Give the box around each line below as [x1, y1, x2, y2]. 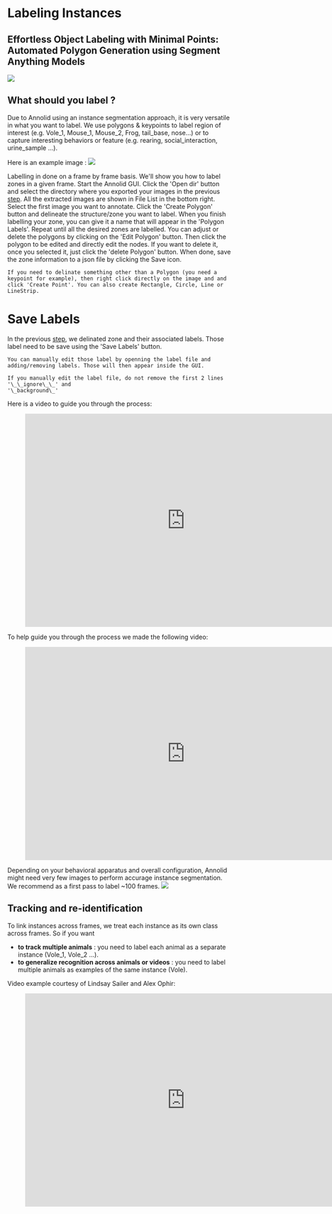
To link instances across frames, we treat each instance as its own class [7, 921, 218, 930]
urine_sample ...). [7, 144, 58, 152]
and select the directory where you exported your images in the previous [7, 187, 221, 195]
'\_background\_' [7, 387, 59, 394]
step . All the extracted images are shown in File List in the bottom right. [7, 194, 215, 203]
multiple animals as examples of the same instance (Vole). [17, 965, 188, 974]
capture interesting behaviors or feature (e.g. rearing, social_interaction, [7, 136, 218, 144]
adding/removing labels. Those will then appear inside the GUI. [7, 362, 204, 369]
